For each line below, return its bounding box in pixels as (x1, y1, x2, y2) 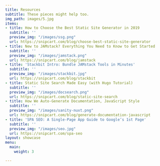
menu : (5, 140, 16, 145)
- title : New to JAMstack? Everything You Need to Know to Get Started (5, 44, 155, 49)
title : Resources (5, 7, 41, 12)
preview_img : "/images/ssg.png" (9, 35, 76, 40)
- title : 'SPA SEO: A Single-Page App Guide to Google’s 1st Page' (5, 117, 147, 122)
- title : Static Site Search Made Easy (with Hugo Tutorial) (5, 80, 133, 85)
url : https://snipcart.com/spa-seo (9, 131, 83, 136)
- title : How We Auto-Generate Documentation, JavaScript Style (5, 99, 140, 104)
